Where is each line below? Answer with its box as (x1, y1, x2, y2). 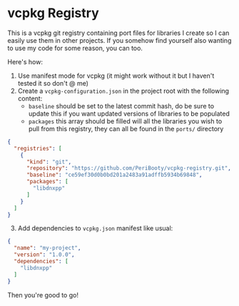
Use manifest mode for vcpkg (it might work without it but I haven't (17, 71, 215, 80)
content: (17, 94, 43, 103)
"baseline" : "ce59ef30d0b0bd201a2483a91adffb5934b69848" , (26, 171, 203, 179)
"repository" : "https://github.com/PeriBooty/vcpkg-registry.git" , (26, 165, 232, 172)
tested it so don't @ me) (17, 78, 89, 87)
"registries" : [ (14, 145, 62, 152)
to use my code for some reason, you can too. (7, 44, 143, 52)
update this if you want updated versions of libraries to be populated (28, 109, 230, 118)
